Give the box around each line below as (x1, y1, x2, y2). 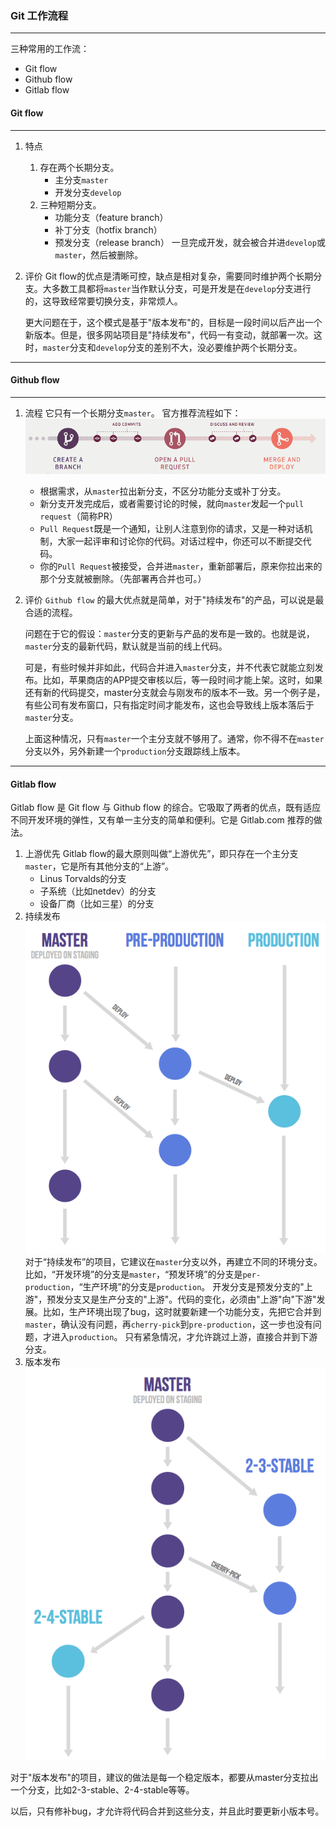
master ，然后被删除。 (54, 248, 144, 261)
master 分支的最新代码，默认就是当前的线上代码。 (24, 640, 228, 652)
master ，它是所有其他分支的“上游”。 (24, 860, 175, 872)
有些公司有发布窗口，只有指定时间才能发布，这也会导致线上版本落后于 (24, 699, 315, 711)
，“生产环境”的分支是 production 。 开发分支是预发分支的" (69, 1281, 305, 1293)
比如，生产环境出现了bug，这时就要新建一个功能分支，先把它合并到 (42, 1306, 322, 1318)
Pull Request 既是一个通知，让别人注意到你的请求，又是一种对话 (39, 523, 305, 535)
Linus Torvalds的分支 (39, 873, 127, 885)
